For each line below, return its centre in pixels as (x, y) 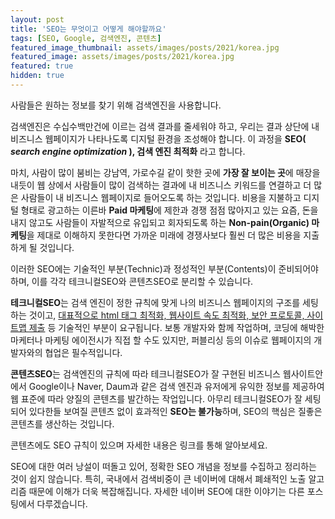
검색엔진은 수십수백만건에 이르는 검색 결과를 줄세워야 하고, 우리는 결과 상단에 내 (165, 126)
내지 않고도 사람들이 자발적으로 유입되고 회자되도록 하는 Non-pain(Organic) (160, 222)
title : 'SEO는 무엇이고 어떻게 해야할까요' (88, 29)
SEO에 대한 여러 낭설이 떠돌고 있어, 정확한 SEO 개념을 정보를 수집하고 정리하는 (163, 466)
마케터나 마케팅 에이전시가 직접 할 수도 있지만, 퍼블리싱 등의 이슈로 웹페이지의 (161, 340)
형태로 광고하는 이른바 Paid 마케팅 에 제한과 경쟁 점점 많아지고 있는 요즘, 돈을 (169, 210)
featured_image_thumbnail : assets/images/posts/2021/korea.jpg (145, 47)
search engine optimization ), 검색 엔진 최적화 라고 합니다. (128, 151)
